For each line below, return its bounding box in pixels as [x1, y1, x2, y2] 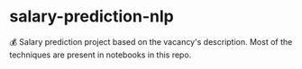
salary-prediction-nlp [9, 6, 174, 27]
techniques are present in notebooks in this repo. [9, 49, 192, 60]
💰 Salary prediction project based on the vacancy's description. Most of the [9, 36, 293, 47]
